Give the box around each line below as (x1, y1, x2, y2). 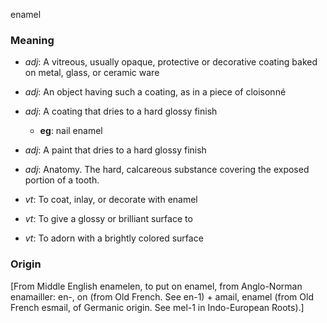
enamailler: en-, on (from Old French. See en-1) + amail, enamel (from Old (10, 290, 314, 303)
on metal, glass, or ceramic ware (24, 67, 160, 79)
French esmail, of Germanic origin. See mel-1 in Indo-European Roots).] (10, 301, 305, 313)
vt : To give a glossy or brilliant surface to (24, 213, 193, 225)
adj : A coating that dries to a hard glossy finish (24, 105, 218, 118)
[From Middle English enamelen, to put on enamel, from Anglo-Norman (10, 280, 303, 292)
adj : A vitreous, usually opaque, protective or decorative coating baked (24, 56, 318, 68)
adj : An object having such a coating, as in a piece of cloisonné (24, 86, 287, 98)
